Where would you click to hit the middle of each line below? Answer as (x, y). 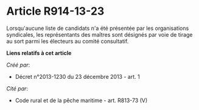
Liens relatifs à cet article (39, 53)
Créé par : (18, 65)
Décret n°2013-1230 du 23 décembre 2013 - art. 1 (77, 76)
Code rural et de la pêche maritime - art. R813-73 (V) (81, 100)
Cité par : (17, 88)
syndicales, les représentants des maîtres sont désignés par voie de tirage (100, 34)
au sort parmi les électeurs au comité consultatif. (68, 41)
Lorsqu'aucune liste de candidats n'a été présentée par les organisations (98, 28)
